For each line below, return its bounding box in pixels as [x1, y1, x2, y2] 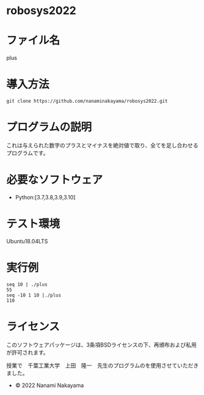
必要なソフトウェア [6, 173, 103, 187]
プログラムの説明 [6, 120, 92, 135]
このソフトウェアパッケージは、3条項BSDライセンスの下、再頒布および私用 [6, 341, 197, 349]
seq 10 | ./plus [6, 281, 48, 287]
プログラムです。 [6, 149, 49, 157]
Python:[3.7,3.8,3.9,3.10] [15, 193, 76, 201]
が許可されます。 [6, 349, 49, 356]
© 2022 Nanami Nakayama [15, 382, 84, 389]
